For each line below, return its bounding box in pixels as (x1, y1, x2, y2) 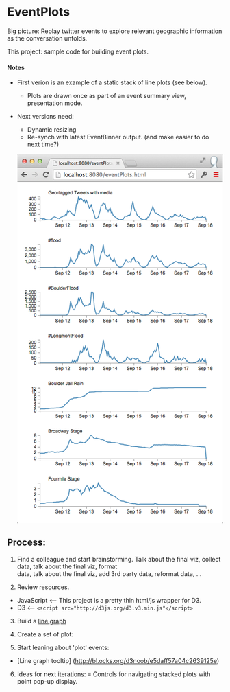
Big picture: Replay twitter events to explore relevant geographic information (7, 27, 222, 35)
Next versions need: (16, 113, 74, 121)
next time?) (27, 140, 60, 148)
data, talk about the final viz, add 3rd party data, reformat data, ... (16, 569, 202, 577)
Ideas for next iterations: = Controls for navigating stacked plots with (16, 670, 211, 678)
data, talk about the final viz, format (16, 562, 118, 570)
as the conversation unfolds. (7, 34, 88, 42)
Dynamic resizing (27, 126, 77, 134)
